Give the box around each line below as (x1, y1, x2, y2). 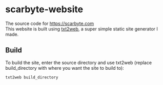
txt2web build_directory (5, 75, 58, 80)
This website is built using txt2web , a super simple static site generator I (5, 25, 158, 32)
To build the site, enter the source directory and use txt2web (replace (5, 60, 152, 66)
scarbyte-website (5, 4, 84, 15)
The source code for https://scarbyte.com (5, 20, 94, 26)
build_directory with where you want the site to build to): (5, 65, 124, 71)
